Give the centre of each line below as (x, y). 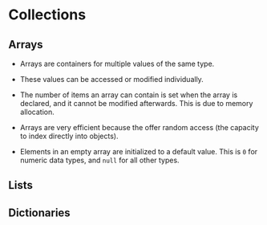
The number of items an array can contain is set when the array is (129, 95)
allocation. (37, 112)
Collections (47, 15)
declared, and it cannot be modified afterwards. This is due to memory (136, 103)
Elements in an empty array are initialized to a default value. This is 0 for (139, 151)
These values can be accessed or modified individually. (112, 79)
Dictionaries (39, 213)
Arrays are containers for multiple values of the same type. (117, 63)
